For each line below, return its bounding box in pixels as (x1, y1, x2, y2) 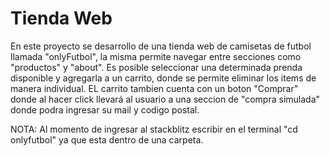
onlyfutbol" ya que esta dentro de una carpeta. (10, 133, 204, 146)
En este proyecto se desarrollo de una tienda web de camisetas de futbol (10, 40, 312, 52)
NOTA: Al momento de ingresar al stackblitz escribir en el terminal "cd (10, 123, 298, 135)
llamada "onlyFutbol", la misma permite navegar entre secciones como (10, 50, 302, 62)
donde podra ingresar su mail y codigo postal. (10, 103, 200, 116)
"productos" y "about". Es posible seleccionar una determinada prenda (10, 61, 303, 73)
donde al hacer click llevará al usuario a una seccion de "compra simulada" (10, 93, 321, 105)
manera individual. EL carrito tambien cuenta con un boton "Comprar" (10, 82, 299, 94)
